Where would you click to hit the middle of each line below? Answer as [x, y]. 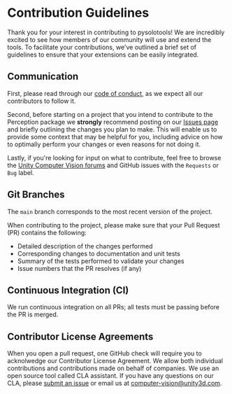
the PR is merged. [33, 315]
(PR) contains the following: [47, 232]
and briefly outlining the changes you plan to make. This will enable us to [112, 129]
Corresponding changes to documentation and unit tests [99, 253]
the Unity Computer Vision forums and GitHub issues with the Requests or [113, 165]
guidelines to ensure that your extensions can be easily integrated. [103, 55]
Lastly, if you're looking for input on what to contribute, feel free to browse [114, 157]
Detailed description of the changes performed [85, 246]
